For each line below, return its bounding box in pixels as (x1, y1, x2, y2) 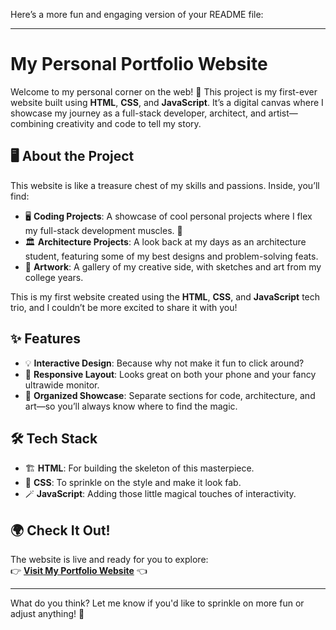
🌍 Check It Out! (10, 522, 111, 539)
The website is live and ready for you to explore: (10, 554, 209, 566)
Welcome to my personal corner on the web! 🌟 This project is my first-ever (10, 85, 318, 98)
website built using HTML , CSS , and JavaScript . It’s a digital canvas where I (10, 96, 324, 108)
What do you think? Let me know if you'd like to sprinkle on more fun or (10, 597, 305, 609)
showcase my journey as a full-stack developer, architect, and (10, 107, 267, 119)
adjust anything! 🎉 (10, 608, 85, 620)
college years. (24, 271, 84, 283)
